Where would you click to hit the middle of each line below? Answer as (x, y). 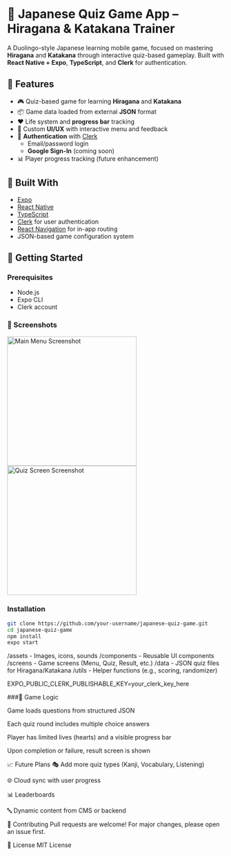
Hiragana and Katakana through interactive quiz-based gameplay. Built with (115, 55)
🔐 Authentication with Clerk (57, 136)
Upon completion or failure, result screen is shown (79, 750)
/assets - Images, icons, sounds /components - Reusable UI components (111, 656)
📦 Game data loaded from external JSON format (87, 111)
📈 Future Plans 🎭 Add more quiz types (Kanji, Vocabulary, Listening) (106, 764)
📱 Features (31, 84)
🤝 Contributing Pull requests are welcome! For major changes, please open (113, 824)
